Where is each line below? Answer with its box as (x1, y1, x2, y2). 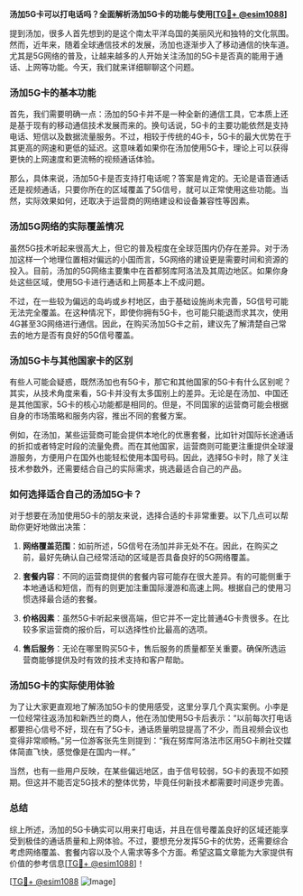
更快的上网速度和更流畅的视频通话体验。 (9, 153, 160, 165)
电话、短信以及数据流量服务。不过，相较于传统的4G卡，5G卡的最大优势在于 (9, 131, 292, 143)
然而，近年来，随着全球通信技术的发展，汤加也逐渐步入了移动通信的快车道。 (9, 40, 294, 50)
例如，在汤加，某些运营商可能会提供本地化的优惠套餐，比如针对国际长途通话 (9, 429, 294, 440)
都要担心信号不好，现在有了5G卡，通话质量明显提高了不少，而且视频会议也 (9, 724, 289, 734)
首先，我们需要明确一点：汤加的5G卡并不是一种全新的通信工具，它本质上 (9, 108, 281, 120)
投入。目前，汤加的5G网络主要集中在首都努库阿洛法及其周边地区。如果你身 (9, 265, 289, 276)
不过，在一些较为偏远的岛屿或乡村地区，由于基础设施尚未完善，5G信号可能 (9, 295, 289, 306)
